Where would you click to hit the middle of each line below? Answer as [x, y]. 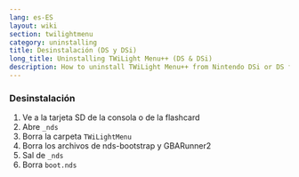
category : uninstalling [53, 42]
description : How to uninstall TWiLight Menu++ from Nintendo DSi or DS [147, 68]
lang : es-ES [31, 17]
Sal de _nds [43, 156]
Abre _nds [40, 127]
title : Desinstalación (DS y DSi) [73, 51]
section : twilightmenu [51, 34]
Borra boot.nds [49, 165]
